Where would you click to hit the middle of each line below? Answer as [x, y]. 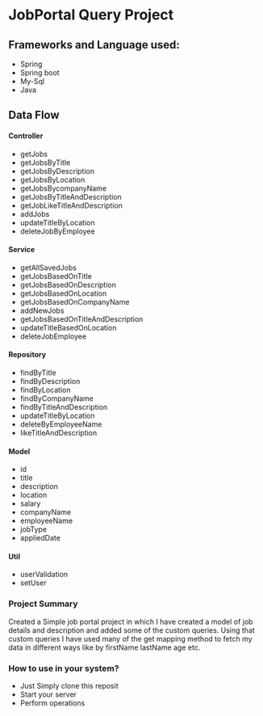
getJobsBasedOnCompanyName [75, 301]
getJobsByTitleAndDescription [71, 196]
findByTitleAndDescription [64, 407]
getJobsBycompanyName [63, 188]
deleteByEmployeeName [61, 424]
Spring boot [40, 73]
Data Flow [34, 115]
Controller [26, 136]
